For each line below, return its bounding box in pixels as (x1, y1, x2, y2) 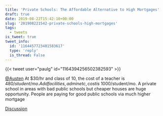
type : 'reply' (9, 48, 38, 53)
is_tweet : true (5, 35, 36, 40)
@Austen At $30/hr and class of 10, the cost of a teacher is (5, 75, 125, 81)
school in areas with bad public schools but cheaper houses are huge (5, 86, 146, 92)
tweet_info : (5, 39, 30, 44)
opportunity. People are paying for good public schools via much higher (5, 91, 151, 97)
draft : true (5, 12, 30, 17)
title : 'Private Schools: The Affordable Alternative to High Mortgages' (5, 7, 160, 12)
